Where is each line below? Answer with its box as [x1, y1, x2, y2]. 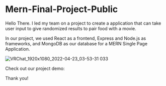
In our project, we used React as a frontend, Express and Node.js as [5, 35, 146, 41]
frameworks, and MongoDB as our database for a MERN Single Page [5, 40, 147, 46]
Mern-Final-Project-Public [5, 4, 118, 15]
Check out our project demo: [5, 65, 65, 71]
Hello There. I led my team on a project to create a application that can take [5, 20, 161, 26]
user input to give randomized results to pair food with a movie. [5, 25, 137, 31]
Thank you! [5, 75, 29, 81]
